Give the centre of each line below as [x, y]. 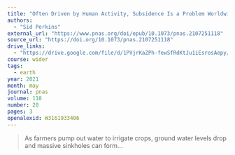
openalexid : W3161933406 [43, 118]
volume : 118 [24, 99]
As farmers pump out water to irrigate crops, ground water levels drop [126, 138]
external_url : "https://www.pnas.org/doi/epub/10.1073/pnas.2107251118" [115, 33]
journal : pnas [28, 92]
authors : [20, 20]
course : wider [28, 60]
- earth [25, 72]
